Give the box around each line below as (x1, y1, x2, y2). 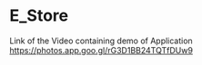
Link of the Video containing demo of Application (9, 35, 193, 46)
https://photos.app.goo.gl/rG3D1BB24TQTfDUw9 (9, 44, 194, 55)
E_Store (9, 5, 69, 26)
